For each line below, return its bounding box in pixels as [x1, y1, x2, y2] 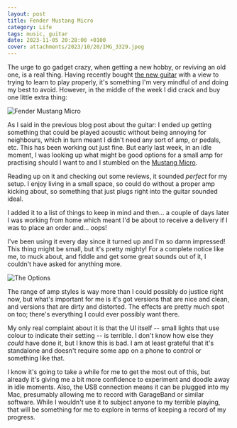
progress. [7, 413, 35, 421]
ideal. [7, 194, 23, 203]
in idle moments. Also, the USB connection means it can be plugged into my [7, 383, 229, 391]
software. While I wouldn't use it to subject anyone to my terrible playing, [7, 398, 221, 406]
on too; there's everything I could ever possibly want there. [7, 310, 180, 318]
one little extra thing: [7, 93, 67, 101]
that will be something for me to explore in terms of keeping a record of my [7, 405, 226, 414]
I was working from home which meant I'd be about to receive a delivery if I [7, 216, 228, 224]
